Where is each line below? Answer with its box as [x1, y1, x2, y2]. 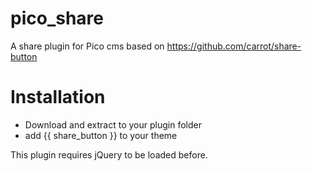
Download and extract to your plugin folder [24, 118, 202, 131]
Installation [10, 86, 106, 109]
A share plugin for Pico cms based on [10, 40, 165, 52]
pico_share [10, 7, 104, 30]
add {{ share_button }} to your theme [24, 129, 178, 141]
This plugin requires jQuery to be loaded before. [10, 148, 208, 161]
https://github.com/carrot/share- [166, 40, 302, 52]
